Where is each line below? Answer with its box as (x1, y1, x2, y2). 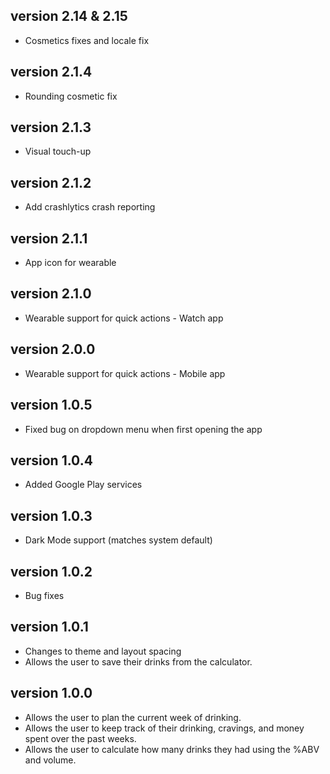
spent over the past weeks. (24, 732, 137, 744)
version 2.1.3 (10, 119, 92, 136)
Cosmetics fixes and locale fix (24, 34, 150, 46)
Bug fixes (24, 589, 65, 601)
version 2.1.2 (10, 174, 92, 191)
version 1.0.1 (10, 619, 89, 636)
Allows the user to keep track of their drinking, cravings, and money (24, 722, 305, 734)
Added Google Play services (24, 479, 143, 491)
